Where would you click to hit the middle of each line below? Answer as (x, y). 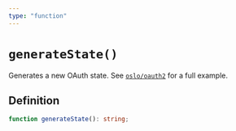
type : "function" (38, 16)
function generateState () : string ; (69, 119)
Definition (34, 101)
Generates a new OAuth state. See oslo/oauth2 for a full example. (118, 75)
